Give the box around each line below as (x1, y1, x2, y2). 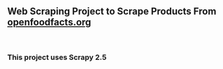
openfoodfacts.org (7, 17, 92, 29)
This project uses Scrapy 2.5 (7, 52, 107, 62)
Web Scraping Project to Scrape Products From (7, 6, 217, 17)
